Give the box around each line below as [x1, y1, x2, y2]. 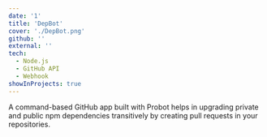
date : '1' [8, 11, 42, 20]
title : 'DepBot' [8, 19, 63, 28]
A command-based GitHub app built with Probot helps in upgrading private [8, 102, 259, 112]
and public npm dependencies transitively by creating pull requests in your [8, 110, 258, 120]
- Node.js [15, 58, 49, 66]
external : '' [8, 42, 53, 50]
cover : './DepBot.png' [8, 27, 85, 35]
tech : [8, 49, 27, 58]
